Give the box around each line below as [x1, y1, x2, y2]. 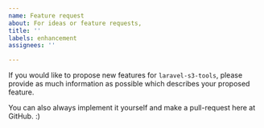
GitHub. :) [8, 111, 40, 121]
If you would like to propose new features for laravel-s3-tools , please [8, 70, 243, 80]
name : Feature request [8, 11, 85, 20]
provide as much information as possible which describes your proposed [8, 79, 250, 89]
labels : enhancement [8, 34, 78, 42]
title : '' [8, 26, 42, 34]
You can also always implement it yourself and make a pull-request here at [8, 103, 256, 113]
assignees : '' [8, 42, 56, 50]
